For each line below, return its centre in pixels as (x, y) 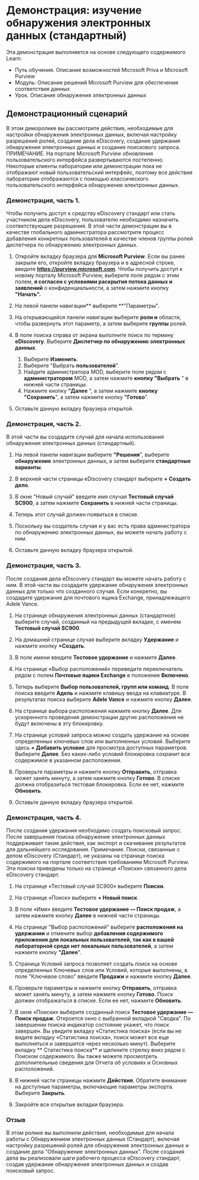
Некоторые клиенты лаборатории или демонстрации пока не (84, 166)
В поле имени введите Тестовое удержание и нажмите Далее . (96, 657)
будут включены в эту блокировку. (59, 723)
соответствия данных (42, 89)
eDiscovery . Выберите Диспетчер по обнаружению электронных (100, 342)
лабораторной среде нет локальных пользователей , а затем (94, 946)
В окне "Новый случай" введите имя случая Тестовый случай (94, 497)
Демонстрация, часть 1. (43, 200)
